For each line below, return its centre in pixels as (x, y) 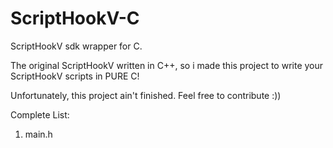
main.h (38, 134)
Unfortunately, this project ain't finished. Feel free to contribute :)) (146, 95)
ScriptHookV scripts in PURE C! (75, 76)
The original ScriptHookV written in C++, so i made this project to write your (167, 65)
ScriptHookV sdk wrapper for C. (76, 46)
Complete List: (40, 114)
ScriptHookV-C (75, 18)
